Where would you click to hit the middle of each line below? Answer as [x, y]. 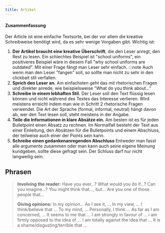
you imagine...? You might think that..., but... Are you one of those [83, 189]
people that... [31, 194]
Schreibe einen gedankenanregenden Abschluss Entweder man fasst [84, 140]
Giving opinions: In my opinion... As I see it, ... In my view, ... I [80, 204]
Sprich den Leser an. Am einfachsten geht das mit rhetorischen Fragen [85, 83]
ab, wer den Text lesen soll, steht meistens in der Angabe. [71, 114]
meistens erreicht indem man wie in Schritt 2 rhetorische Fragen [77, 104]
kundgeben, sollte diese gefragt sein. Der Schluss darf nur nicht [77, 151]
